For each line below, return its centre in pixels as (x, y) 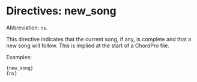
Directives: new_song (61, 11)
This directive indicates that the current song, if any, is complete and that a (99, 39)
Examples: (19, 57)
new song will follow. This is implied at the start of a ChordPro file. (88, 45)
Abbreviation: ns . (27, 28)
